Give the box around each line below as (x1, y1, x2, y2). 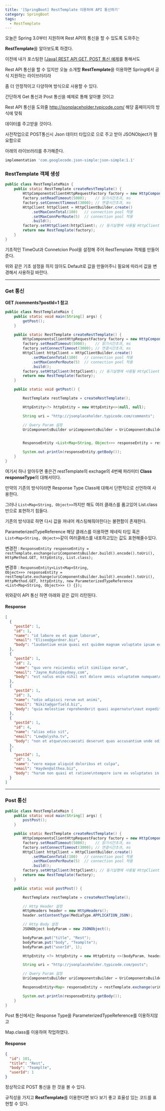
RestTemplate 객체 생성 (5, 171, 60, 178)
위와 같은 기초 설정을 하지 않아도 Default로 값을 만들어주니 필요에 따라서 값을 (5, 263, 152, 269)
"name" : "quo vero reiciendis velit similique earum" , (14, 665, 129, 670)
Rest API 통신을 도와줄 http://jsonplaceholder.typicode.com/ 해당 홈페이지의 (5, 104, 155, 110)
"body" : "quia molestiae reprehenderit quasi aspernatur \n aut (14, 706, 144, 711)
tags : (5, 16, 16, 21)
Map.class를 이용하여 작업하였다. (5, 1029, 69, 1035)
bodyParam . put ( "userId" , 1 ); (23, 944, 82, 950)
